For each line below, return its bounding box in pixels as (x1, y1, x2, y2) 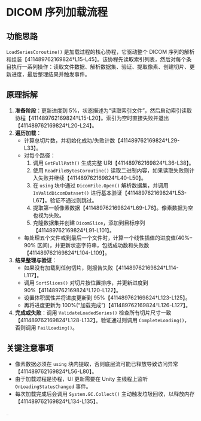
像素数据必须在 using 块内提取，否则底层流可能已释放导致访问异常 (14, 360, 178, 367)
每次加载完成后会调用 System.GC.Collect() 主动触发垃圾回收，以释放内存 (14, 390, 195, 397)
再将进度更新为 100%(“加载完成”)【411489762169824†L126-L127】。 (23, 301, 191, 308)
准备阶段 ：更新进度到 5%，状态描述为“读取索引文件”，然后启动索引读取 (14, 107, 193, 114)
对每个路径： (23, 152, 56, 159)
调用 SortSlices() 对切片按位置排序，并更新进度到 (23, 279, 148, 286)
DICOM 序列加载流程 (6, 5, 108, 19)
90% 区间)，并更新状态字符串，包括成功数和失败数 (23, 241, 150, 249)
